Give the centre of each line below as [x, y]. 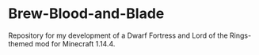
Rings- [240, 35]
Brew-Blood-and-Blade [86, 14]
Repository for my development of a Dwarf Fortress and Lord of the [118, 35]
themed [21, 43]
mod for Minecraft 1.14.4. [75, 43]
